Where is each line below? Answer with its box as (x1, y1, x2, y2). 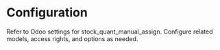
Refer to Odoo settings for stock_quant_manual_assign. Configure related (6, 27, 213, 36)
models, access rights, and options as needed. (6, 34, 138, 42)
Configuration (6, 5, 88, 21)
